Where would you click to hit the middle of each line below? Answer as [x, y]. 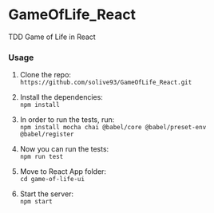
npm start [36, 202]
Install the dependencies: [61, 97]
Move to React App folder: [63, 172]
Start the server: [47, 194]
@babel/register [47, 134]
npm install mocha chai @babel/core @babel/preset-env [113, 128]
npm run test [42, 157]
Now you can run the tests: [64, 149]
